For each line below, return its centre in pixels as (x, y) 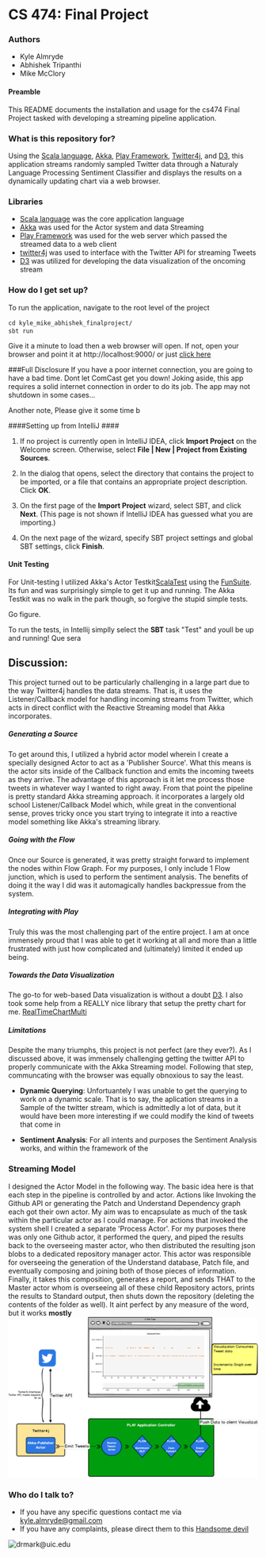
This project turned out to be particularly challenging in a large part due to (129, 682)
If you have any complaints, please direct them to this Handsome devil (134, 1528)
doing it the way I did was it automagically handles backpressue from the (127, 885)
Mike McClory (42, 74)
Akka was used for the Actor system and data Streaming (112, 227)
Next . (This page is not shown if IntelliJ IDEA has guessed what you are (136, 514)
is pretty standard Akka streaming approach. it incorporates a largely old (126, 796)
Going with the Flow (42, 840)
